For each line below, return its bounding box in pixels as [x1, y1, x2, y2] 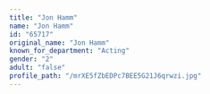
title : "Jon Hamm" [9, 13, 78, 22]
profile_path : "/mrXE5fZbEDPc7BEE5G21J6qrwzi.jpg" [9, 72, 202, 81]
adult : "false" [9, 64, 66, 73]
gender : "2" [9, 55, 54, 64]
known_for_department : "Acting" [9, 47, 130, 56]
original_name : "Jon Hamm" [9, 38, 110, 47]
